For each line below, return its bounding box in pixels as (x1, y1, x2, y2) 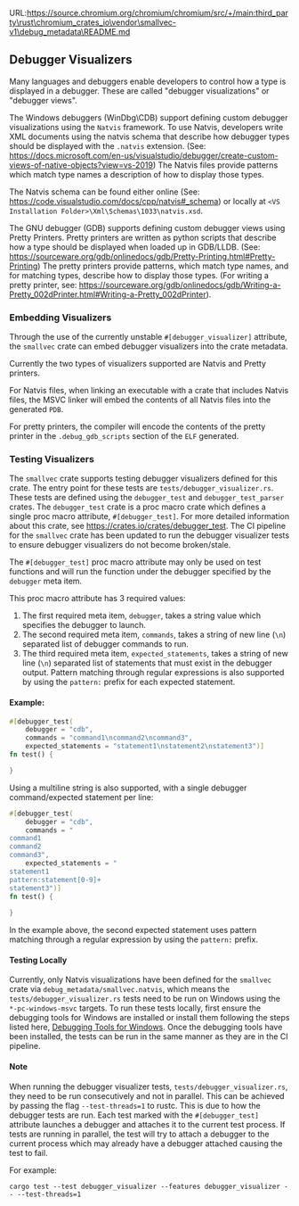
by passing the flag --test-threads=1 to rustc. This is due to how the (9, 1100, 261, 1111)
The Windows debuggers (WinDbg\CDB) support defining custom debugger (9, 112, 288, 123)
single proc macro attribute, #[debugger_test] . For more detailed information (9, 511, 290, 522)
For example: (9, 1164, 58, 1176)
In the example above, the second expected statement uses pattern (9, 925, 257, 936)
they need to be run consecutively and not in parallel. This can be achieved (9, 1090, 285, 1101)
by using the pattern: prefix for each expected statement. (21, 677, 236, 688)
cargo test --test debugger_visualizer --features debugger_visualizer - (9, 1182, 289, 1191)
